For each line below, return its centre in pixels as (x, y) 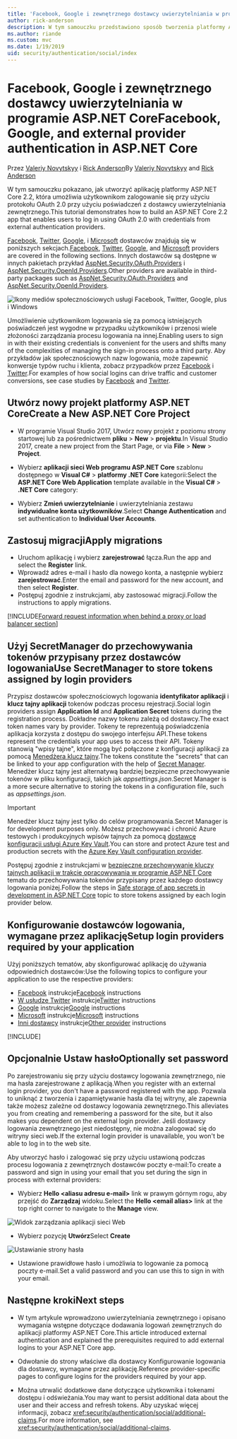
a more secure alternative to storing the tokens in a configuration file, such (116, 786)
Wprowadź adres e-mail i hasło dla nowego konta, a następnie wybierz (120, 573)
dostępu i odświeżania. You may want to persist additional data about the (123, 1397)
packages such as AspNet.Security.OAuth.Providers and (106, 278)
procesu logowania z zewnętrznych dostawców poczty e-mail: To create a (115, 1165)
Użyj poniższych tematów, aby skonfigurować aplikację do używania (107, 964)
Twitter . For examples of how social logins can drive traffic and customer (112, 373)
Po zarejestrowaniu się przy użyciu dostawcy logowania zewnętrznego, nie (116, 1076)
